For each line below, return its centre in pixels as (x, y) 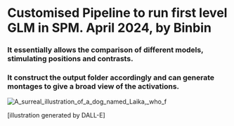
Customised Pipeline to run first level (117, 13)
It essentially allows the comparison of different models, (105, 50)
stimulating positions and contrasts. (70, 59)
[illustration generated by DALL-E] (56, 115)
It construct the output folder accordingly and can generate (111, 77)
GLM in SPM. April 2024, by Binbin (110, 28)
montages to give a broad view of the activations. (93, 87)
